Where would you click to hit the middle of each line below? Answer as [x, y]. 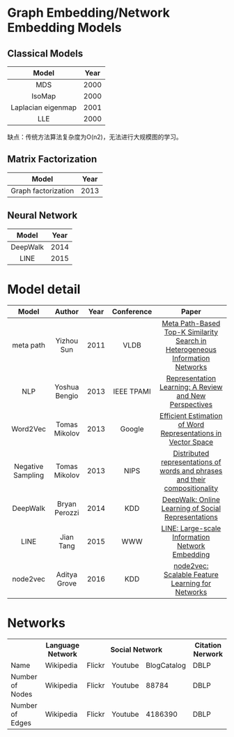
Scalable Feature [191, 574]
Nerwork [208, 654]
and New [191, 396]
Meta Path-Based [191, 323]
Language [63, 645]
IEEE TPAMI [132, 391]
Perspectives [191, 404]
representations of [191, 462]
